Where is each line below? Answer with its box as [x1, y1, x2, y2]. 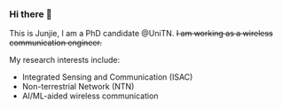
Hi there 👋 [9, 8, 53, 20]
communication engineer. [9, 37, 102, 48]
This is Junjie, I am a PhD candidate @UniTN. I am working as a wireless [9, 28, 273, 39]
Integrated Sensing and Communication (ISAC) [21, 72, 193, 82]
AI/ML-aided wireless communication [21, 90, 159, 101]
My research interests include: [9, 55, 121, 66]
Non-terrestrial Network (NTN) [21, 82, 135, 92]
